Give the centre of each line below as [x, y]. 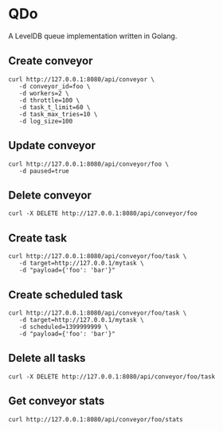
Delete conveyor [50, 195]
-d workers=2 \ [44, 93]
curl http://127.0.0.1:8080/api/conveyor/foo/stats [96, 419]
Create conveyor [51, 61]
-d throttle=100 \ [49, 100]
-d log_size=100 [46, 121]
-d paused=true [44, 171]
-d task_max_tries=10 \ [58, 114]
